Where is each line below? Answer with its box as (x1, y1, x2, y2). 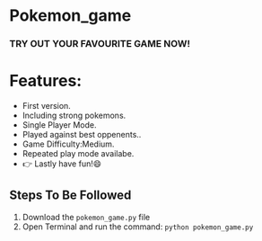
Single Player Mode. (22, 120, 97, 130)
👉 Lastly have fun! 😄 (22, 158, 101, 169)
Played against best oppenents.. (22, 129, 142, 140)
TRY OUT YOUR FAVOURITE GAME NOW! (9, 38, 191, 50)
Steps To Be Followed (9, 188, 132, 203)
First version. (22, 101, 72, 112)
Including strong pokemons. (22, 110, 127, 121)
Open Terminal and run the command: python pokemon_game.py (22, 221, 254, 232)
